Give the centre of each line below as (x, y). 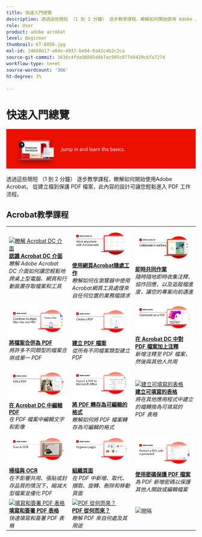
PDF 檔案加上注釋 (157, 346)
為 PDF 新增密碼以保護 (163, 482)
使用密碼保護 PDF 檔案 (163, 474)
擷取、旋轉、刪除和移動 (101, 486)
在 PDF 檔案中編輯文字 (36, 419)
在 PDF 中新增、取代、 (99, 478)
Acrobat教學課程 (38, 214)
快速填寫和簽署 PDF (33, 518)
